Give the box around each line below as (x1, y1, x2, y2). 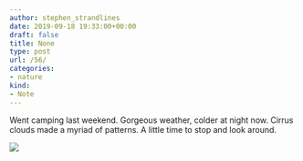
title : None (9, 38, 55, 48)
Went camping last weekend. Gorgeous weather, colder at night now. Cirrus (9, 115, 294, 126)
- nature (9, 73, 43, 82)
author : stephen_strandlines (9, 13, 120, 23)
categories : (9, 65, 55, 74)
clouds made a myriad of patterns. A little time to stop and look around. (9, 124, 277, 135)
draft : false (9, 30, 59, 39)
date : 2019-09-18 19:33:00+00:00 (9, 22, 137, 31)
